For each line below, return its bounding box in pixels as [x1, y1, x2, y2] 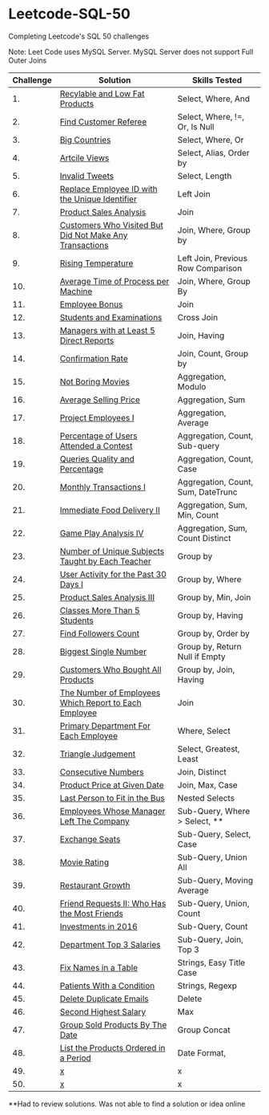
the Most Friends [59, 908, 124, 919]
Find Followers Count [59, 628, 140, 639]
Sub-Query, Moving [177, 874, 254, 885]
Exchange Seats [59, 833, 121, 844]
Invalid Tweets [59, 170, 114, 181]
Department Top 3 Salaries [59, 938, 161, 950]
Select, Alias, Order [177, 147, 250, 158]
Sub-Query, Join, [177, 934, 244, 945]
